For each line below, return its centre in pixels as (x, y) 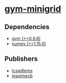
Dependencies (27, 27)
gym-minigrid (33, 9)
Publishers (21, 59)
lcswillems (22, 70)
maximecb (22, 76)
